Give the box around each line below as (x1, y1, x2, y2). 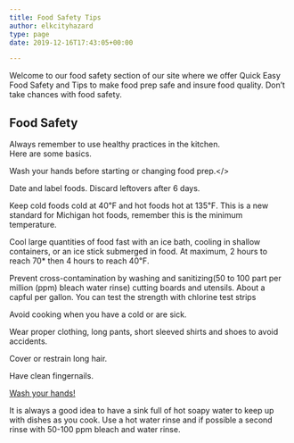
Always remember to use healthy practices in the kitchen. (9, 139, 221, 150)
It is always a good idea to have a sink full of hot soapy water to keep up (9, 405, 274, 416)
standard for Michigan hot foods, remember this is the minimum (9, 210, 243, 221)
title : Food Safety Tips (9, 13, 102, 22)
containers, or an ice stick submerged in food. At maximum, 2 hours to (9, 247, 268, 257)
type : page (9, 29, 50, 38)
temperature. (9, 220, 57, 230)
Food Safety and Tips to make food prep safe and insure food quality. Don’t (9, 79, 285, 90)
